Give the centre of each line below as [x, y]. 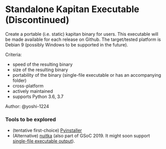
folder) [19, 80]
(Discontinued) [37, 20]
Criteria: [14, 55]
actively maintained [33, 91]
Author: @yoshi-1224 [27, 106]
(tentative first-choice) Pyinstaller [47, 130]
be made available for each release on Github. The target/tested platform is [83, 39]
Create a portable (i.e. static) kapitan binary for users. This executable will [82, 34]
